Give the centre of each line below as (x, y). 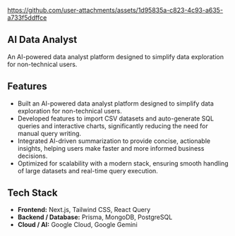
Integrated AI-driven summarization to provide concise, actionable (114, 141)
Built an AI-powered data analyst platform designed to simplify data (115, 103)
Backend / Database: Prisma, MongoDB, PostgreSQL (95, 217)
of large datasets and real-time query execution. (88, 170)
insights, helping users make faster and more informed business (111, 148)
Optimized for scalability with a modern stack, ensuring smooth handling (123, 163)
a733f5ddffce (27, 18)
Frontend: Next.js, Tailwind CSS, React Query (84, 210)
